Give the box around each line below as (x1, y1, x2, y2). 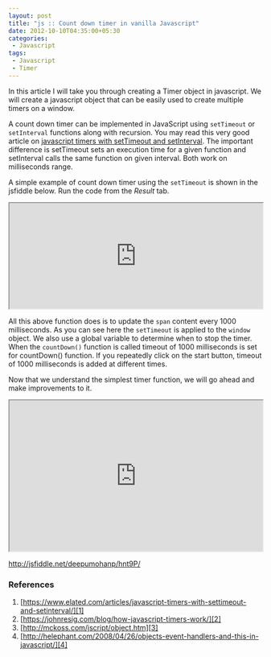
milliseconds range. (8, 162, 74, 171)
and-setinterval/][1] (19, 605, 84, 616)
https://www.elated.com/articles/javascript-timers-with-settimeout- (23, 597, 247, 607)
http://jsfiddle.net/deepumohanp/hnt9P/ (8, 559, 141, 568)
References (8, 579, 55, 590)
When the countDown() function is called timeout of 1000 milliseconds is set (8, 341, 257, 351)
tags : (8, 49, 27, 57)
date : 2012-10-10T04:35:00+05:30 (8, 27, 121, 35)
